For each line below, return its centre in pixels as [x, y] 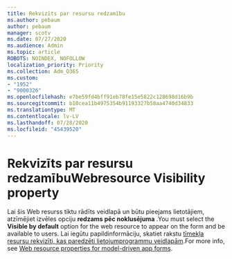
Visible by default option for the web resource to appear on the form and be [116, 227]
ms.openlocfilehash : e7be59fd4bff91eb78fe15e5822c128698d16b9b [100, 97]
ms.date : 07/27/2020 [37, 39]
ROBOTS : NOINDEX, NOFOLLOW [46, 59]
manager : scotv [29, 33]
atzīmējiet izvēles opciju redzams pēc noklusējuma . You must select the [111, 219]
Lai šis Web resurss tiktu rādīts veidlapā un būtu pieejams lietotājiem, [106, 212]
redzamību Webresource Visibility [106, 178]
